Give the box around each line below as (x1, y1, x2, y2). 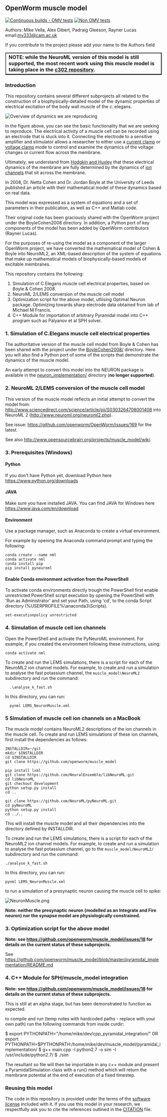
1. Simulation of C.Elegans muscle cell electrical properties (5, 330, 150, 337)
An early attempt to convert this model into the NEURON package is (5, 367, 144, 373)
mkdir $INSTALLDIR (5, 751, 43, 756)
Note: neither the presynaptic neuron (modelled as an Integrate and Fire (5, 907, 157, 914)
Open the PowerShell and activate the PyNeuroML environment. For (5, 636, 144, 641)
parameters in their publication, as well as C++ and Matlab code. (5, 205, 138, 211)
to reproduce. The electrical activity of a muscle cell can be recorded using (5, 128, 159, 134)
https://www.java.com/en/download (5, 505, 79, 511)
